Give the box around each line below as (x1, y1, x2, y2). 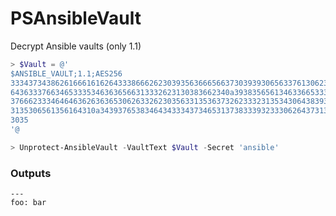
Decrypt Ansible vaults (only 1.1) (10, 40, 142, 52)
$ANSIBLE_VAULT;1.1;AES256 (10, 68, 123, 79)
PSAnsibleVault (10, 7, 142, 30)
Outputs (10, 166, 52, 180)
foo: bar (10, 198, 47, 208)
